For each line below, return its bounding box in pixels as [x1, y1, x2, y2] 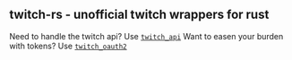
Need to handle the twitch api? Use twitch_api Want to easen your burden [9, 30, 284, 41]
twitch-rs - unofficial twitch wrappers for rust [9, 7, 270, 22]
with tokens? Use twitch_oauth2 [9, 40, 127, 51]
